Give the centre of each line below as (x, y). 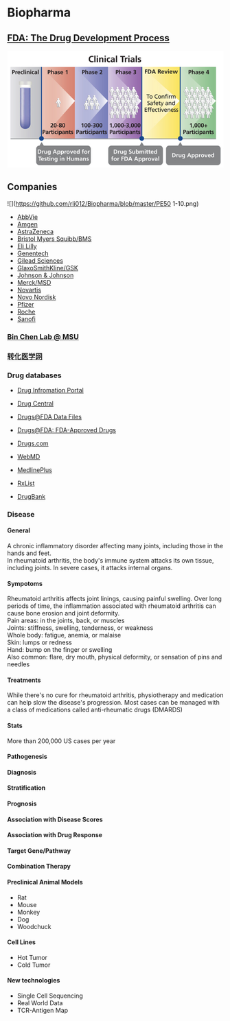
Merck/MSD (34, 282)
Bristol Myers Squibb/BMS (54, 239)
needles (19, 664)
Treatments (24, 680)
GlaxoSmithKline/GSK (48, 268)
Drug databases (34, 375)
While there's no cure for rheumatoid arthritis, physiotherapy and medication (115, 695)
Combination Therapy (39, 867)
